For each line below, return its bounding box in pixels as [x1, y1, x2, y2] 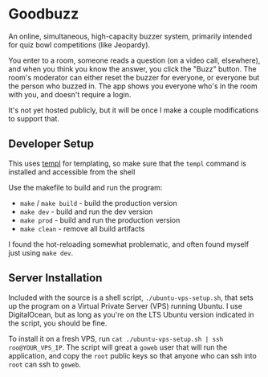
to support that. [8, 113, 60, 123]
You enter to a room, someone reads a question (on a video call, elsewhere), [8, 55, 261, 65]
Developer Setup [8, 137, 95, 151]
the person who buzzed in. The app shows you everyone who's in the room [8, 81, 258, 91]
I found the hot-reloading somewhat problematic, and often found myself [8, 239, 250, 249]
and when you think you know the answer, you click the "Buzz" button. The [8, 64, 257, 73]
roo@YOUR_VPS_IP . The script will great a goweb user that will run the [8, 342, 228, 352]
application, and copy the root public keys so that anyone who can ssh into [8, 350, 257, 360]
